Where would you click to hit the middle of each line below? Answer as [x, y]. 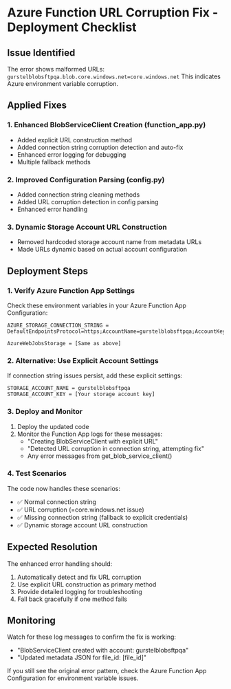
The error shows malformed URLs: [56, 69]
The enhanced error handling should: [60, 564]
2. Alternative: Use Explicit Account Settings [83, 360]
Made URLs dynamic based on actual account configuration [102, 250]
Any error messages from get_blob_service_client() [100, 456]
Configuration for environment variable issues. [73, 678]
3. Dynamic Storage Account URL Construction [87, 227]
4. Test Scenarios [37, 474]
